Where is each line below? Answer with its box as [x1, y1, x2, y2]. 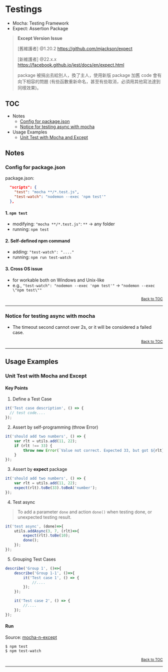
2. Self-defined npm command [5, 237, 70, 244]
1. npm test [5, 210, 27, 216]
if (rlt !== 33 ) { [14, 443, 52, 448]
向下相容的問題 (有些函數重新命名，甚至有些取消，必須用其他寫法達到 [17, 78, 161, 84]
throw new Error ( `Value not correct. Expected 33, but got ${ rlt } [23, 448, 164, 453]
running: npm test [12, 226, 49, 232]
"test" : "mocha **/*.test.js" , [14, 190, 79, 195]
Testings [5, 4, 42, 15]
